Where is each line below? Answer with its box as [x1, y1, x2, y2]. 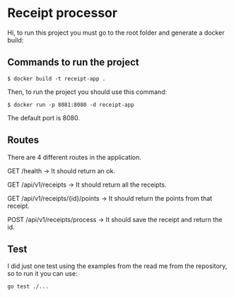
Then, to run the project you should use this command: [7, 87, 168, 96]
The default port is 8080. [7, 113, 80, 122]
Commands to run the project [7, 57, 139, 69]
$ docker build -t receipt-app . [7, 75, 106, 82]
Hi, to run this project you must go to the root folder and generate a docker [7, 28, 225, 37]
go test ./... [7, 283, 49, 291]
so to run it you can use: [7, 269, 78, 278]
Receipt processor [7, 5, 118, 21]
